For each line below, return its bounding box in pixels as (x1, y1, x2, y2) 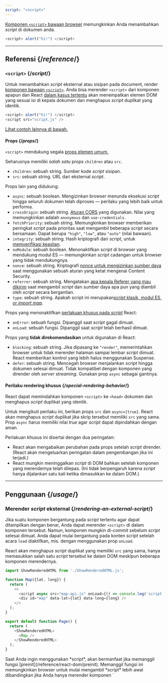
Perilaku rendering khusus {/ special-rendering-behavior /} (5, 382, 129, 388)
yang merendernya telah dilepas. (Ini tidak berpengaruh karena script (12, 465, 155, 471)
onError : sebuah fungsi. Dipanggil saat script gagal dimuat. (12, 320, 134, 326)
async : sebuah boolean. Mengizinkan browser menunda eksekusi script (12, 193, 159, 199)
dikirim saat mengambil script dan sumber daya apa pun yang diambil (12, 284, 156, 290)
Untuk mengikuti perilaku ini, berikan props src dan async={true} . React (5, 409, 153, 415)
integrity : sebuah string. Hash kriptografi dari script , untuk (12, 236, 135, 242)
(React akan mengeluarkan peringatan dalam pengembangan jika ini (12, 449, 153, 455)
